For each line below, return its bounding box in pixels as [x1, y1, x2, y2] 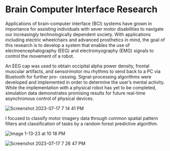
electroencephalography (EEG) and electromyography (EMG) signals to [5, 47, 154, 54]
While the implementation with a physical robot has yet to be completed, [5, 84, 156, 90]
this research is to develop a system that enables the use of [5, 42, 130, 48]
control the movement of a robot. [5, 53, 75, 59]
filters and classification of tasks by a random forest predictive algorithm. [5, 120, 158, 127]
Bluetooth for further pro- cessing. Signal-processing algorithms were [5, 73, 152, 80]
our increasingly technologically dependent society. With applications [5, 31, 151, 37]
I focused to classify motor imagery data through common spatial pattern [5, 115, 158, 121]
